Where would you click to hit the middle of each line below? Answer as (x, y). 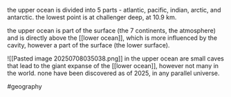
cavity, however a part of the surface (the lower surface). (89, 45)
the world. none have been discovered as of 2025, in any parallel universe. (113, 73)
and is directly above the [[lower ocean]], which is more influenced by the (112, 38)
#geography (25, 86)
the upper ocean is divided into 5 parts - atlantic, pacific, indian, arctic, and (114, 10)
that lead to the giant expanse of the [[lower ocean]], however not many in (113, 66)
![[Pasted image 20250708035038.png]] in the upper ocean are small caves (116, 58)
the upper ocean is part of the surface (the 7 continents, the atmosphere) (112, 31)
